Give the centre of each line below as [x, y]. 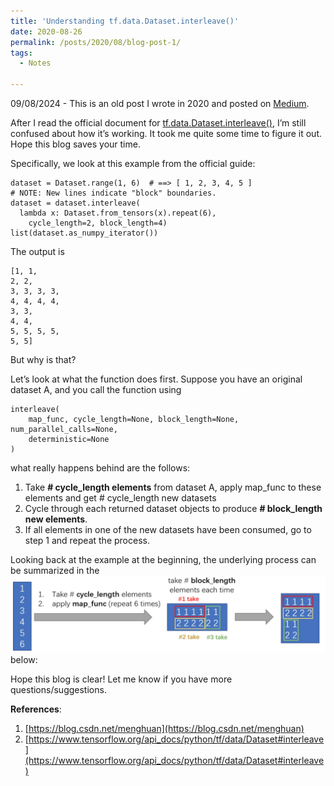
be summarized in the [55, 570]
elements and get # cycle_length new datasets [120, 498]
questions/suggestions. [58, 690]
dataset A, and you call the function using [96, 389]
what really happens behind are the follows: [100, 468]
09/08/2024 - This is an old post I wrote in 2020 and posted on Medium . [160, 103]
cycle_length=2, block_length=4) [98, 223]
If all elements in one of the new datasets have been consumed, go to [168, 529]
